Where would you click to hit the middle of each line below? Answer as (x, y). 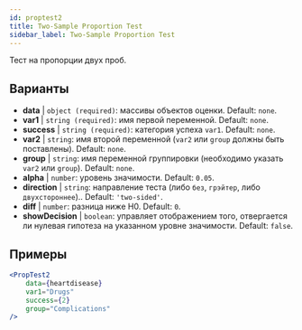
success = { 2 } (48, 300)
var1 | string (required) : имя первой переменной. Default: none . (145, 120)
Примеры (38, 254)
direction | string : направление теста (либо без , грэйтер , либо (142, 187)
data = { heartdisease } (64, 283)
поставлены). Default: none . (74, 149)
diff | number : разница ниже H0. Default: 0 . (101, 207)
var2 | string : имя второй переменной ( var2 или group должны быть (153, 139)
